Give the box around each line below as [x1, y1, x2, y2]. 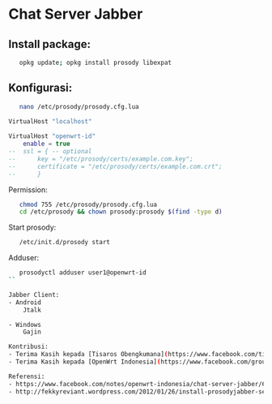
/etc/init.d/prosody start [19, 239, 111, 247]
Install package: [8, 37, 91, 51]
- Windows [8, 320, 42, 329]
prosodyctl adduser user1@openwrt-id [19, 269, 147, 277]
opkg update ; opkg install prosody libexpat [19, 58, 172, 67]
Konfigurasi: [8, 81, 73, 95]
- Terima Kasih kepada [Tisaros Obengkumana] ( [8, 350, 168, 359]
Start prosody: [8, 222, 57, 232]
